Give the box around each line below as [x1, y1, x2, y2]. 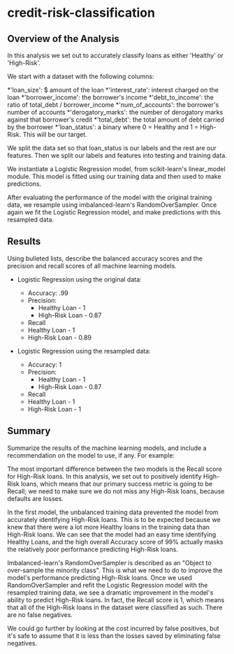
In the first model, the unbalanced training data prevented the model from [7, 508, 219, 516]
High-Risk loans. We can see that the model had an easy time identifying [7, 530, 217, 539]
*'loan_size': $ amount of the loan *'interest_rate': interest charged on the [7, 86, 219, 94]
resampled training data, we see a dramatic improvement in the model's [7, 588, 214, 597]
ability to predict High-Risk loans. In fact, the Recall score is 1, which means [7, 595, 225, 604]
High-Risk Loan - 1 [27, 405, 82, 413]
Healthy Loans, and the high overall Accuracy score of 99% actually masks [7, 537, 224, 546]
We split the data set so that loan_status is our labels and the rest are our [7, 144, 217, 152]
